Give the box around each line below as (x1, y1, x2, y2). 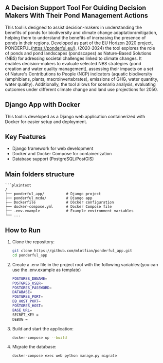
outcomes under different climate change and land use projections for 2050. (5, 86, 158, 92)
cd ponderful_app (12, 253, 48, 257)
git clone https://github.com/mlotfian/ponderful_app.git (12, 248, 132, 254)
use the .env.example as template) (12, 267, 81, 272)
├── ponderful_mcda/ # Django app (5, 196, 92, 201)
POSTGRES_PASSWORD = (12, 285, 52, 290)
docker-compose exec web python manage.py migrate (12, 353, 117, 358)
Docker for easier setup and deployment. (5, 119, 88, 125)
